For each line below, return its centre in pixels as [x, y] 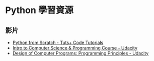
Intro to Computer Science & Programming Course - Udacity [75, 48]
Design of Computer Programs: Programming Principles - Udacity [81, 53]
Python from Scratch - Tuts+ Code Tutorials [58, 42]
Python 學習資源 [40, 10]
